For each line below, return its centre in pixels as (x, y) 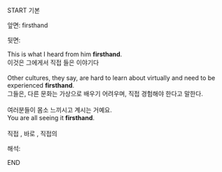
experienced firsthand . (41, 85)
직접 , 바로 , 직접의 (32, 133)
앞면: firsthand (28, 25)
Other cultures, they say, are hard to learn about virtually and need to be (111, 78)
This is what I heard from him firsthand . (65, 54)
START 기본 (24, 10)
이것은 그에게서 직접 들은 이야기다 (53, 62)
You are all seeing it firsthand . (51, 118)
